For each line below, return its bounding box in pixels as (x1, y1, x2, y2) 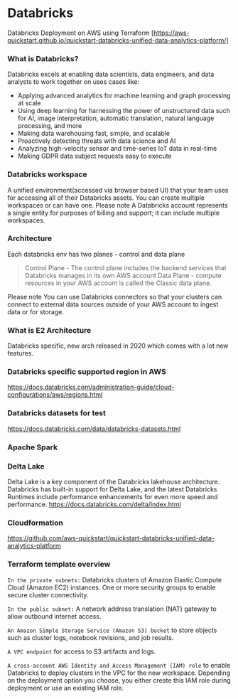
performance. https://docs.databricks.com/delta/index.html (7, 500, 181, 508)
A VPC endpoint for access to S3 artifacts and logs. (7, 647, 156, 656)
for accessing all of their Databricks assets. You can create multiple (7, 193, 205, 202)
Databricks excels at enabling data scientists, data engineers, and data (7, 70, 215, 79)
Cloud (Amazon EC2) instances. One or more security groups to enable (7, 583, 216, 592)
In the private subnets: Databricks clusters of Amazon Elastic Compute (7, 575, 222, 584)
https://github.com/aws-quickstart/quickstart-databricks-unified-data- (7, 534, 215, 543)
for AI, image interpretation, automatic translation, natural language (17, 114, 215, 122)
